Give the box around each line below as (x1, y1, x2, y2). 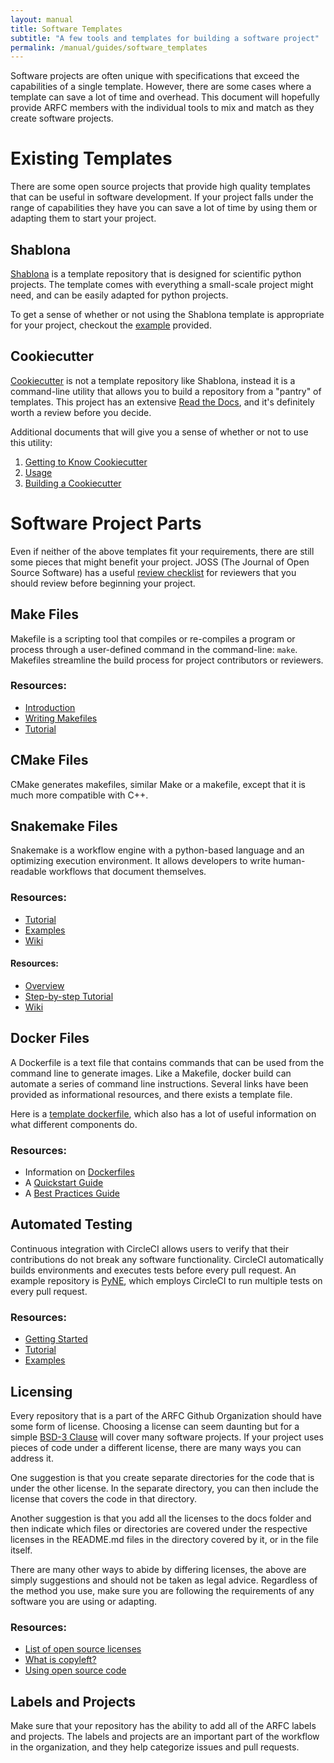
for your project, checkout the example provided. (10, 319, 212, 331)
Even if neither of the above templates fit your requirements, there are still (10, 545, 315, 557)
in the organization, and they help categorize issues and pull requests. (10, 1741, 300, 1753)
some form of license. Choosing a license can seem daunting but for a (10, 1421, 300, 1433)
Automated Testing (10, 1216, 133, 1233)
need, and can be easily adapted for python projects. (10, 289, 229, 301)
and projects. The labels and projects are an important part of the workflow (10, 1731, 320, 1743)
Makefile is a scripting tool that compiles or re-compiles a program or (10, 632, 296, 645)
